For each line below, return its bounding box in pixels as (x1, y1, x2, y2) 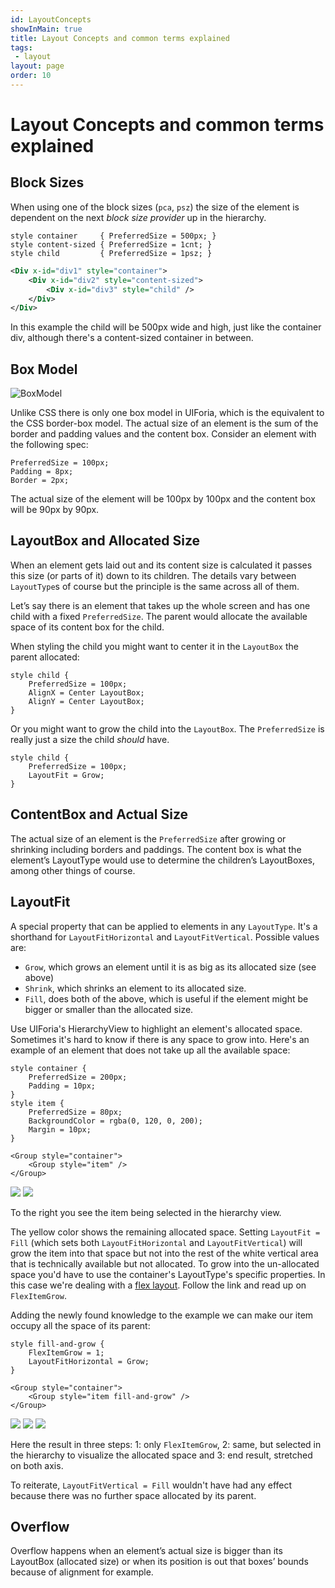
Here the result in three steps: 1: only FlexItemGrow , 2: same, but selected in (10, 1438, 322, 1450)
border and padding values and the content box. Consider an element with (10, 428, 317, 440)
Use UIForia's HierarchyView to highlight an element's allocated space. (10, 1022, 303, 1035)
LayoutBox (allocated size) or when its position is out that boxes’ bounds (10, 1556, 309, 1568)
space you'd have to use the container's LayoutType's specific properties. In (10, 1268, 326, 1280)
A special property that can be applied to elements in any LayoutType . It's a (10, 920, 318, 932)
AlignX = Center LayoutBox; (28, 687, 145, 698)
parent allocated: (10, 651, 80, 663)
